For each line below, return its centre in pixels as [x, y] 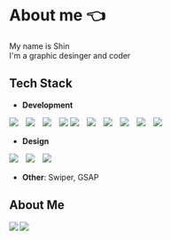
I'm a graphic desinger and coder [70, 55]
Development [47, 105]
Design [35, 140]
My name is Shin [39, 46]
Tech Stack [41, 84]
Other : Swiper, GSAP [60, 177]
